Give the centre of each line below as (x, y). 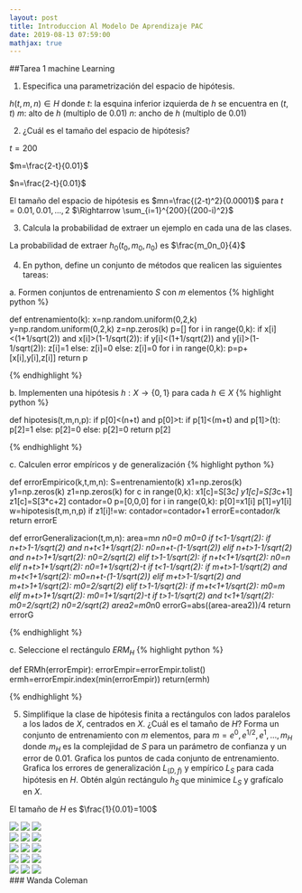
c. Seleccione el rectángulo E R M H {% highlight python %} (116, 651)
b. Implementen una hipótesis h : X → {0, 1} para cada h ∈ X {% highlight (146, 393)
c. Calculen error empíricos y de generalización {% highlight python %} (142, 465)
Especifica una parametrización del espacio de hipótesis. (128, 86)
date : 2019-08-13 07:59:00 (60, 34)
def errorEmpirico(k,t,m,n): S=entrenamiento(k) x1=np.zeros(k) (126, 482)
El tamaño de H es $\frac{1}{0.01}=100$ (83, 809)
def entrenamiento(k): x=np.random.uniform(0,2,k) (103, 320)
